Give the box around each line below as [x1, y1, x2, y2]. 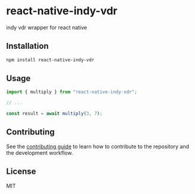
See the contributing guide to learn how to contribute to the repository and [6, 143, 190, 150]
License [6, 167, 36, 177]
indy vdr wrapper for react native [6, 24, 88, 31]
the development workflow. [6, 149, 73, 156]
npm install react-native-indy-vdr [6, 57, 95, 63]
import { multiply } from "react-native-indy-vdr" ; [6, 89, 137, 95]
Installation [6, 41, 49, 51]
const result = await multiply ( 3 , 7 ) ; [6, 111, 103, 117]
